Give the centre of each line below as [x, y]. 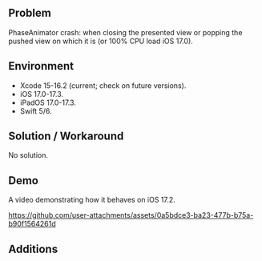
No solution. [28, 155]
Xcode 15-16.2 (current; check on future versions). [103, 85]
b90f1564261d [32, 224]
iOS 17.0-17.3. [42, 94]
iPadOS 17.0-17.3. [48, 102]
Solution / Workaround [66, 137]
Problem [30, 13]
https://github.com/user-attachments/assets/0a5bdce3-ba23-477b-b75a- [131, 215]
